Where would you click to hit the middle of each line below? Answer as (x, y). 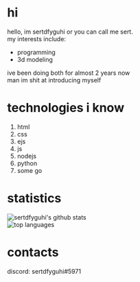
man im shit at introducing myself (54, 80)
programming (36, 52)
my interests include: (37, 38)
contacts (33, 252)
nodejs (26, 156)
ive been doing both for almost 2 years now (69, 73)
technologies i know (66, 108)
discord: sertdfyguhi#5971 (44, 271)
